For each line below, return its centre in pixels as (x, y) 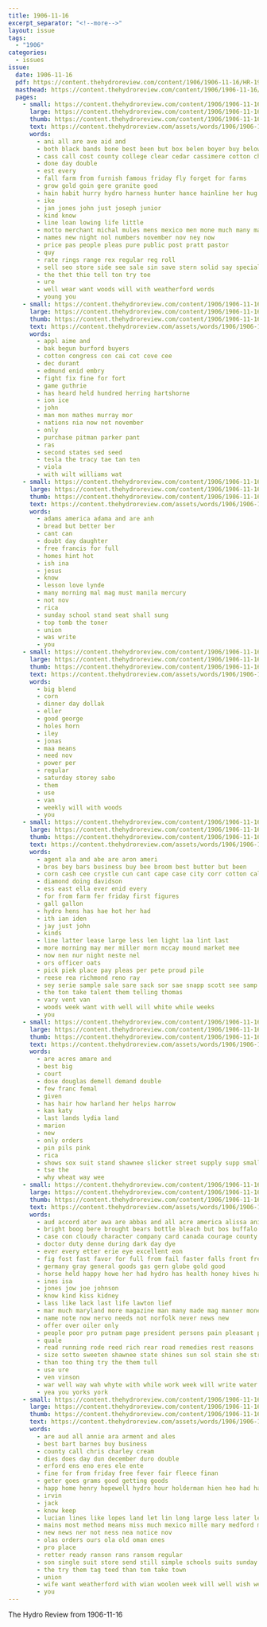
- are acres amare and (74, 1059)
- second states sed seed (80, 452)
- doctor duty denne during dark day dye (106, 1244)
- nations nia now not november (91, 423)
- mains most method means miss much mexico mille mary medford (145, 1525)
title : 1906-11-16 (39, 16)
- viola (49, 467)
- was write (57, 638)
